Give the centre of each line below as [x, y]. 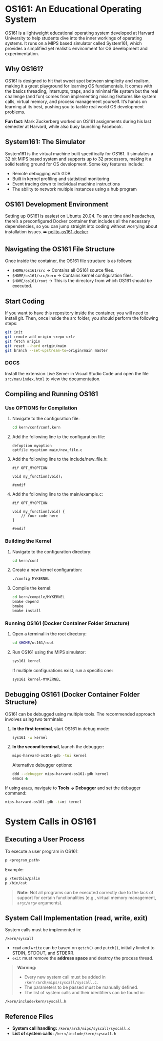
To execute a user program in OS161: [42, 851]
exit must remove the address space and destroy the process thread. [83, 958]
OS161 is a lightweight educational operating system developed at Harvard [80, 33]
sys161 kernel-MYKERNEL [36, 679]
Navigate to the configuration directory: [52, 551]
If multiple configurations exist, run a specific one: [62, 670]
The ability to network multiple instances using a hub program [74, 189]
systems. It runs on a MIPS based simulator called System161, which [73, 43]
